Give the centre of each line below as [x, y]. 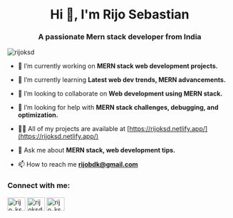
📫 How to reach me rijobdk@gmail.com [78, 165]
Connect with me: [39, 186]
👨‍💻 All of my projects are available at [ [73, 129]
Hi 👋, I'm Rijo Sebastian [120, 15]
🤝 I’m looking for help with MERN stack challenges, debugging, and [118, 108]
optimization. [38, 115]
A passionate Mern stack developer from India [120, 37]
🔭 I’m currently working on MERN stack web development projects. [118, 66]
